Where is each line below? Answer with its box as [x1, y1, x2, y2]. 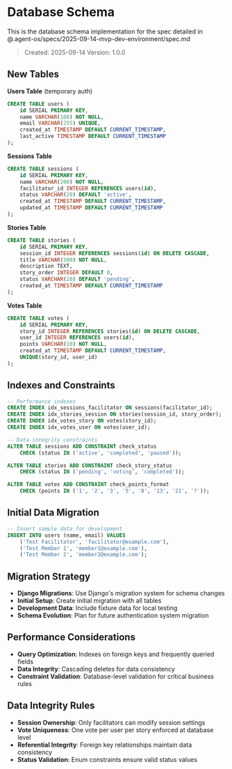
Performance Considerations [7, 632, 135, 644]
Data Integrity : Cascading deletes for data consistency [17, 664, 175, 673]
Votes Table [7, 301, 43, 310]
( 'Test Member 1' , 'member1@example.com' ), [19, 545, 148, 551]
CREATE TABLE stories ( [7, 236, 76, 244]
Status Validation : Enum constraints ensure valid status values [17, 755, 198, 763]
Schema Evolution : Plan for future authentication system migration [17, 611, 210, 620]
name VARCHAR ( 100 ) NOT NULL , [19, 113, 104, 121]
